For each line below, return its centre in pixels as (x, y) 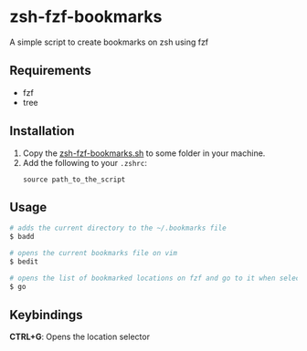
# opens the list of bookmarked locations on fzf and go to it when (143, 278)
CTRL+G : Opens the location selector (80, 337)
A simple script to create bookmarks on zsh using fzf (109, 42)
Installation (42, 131)
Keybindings (47, 315)
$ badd (22, 237)
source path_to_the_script (74, 180)
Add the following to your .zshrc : (85, 162)
